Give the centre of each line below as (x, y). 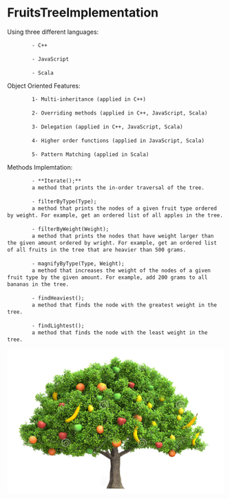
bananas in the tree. (38, 284)
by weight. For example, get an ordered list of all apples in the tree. (115, 215)
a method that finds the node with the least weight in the (120, 333)
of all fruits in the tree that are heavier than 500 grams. (97, 250)
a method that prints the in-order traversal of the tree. (118, 188)
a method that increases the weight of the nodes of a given (122, 271)
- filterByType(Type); (64, 202)
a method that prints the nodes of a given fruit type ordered (124, 208)
